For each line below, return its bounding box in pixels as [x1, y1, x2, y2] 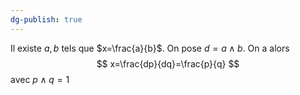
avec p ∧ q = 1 [10, 73, 70, 85]
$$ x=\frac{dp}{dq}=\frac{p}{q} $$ [96, 57, 240, 70]
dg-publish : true [10, 14, 83, 25]
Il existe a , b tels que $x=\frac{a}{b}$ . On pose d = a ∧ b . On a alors [10, 42, 290, 54]
